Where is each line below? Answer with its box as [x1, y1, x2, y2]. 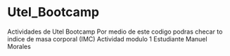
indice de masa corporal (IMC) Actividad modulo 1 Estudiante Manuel [7, 34, 207, 43]
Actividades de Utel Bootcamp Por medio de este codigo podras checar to [7, 27, 223, 36]
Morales [7, 42, 32, 50]
